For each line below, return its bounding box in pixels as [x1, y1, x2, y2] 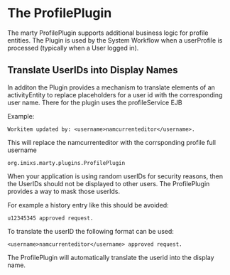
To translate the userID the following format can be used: [7, 227, 174, 235]
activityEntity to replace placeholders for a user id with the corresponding [7, 90, 223, 99]
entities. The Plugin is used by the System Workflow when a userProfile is [7, 36, 223, 44]
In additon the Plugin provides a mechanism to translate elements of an [7, 83, 215, 92]
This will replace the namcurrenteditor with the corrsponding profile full [7, 138, 217, 146]
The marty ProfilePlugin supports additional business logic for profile [7, 28, 209, 37]
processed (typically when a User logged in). [7, 43, 139, 52]
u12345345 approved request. [7, 215, 94, 222]
